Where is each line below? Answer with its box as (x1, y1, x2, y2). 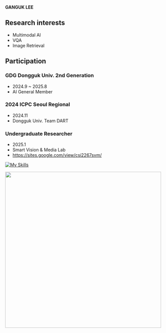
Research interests (5, 18, 65, 27)
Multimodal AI (12, 32, 41, 38)
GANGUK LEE (5, 4, 34, 10)
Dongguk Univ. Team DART (12, 117, 69, 124)
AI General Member (12, 88, 53, 94)
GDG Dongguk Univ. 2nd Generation (5, 72, 94, 79)
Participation (5, 57, 46, 65)
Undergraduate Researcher (5, 130, 73, 137)
